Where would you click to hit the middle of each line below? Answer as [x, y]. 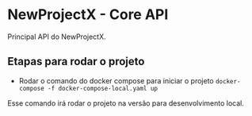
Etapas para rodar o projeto [76, 62]
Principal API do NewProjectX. [57, 37]
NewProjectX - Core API [88, 15]
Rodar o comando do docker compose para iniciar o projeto [116, 80]
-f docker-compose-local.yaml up [103, 88]
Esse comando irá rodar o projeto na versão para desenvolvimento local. [126, 103]
